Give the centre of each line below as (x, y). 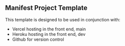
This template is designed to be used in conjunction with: (63, 19)
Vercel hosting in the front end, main (49, 29)
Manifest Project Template (46, 8)
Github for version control (38, 39)
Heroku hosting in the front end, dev (49, 34)
